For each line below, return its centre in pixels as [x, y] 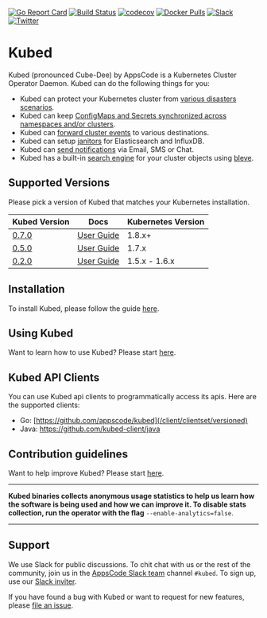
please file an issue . [41, 605]
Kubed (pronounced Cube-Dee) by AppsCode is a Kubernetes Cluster [122, 75]
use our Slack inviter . [43, 581]
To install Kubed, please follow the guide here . [84, 308]
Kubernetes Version [166, 221]
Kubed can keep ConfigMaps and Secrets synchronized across [123, 115]
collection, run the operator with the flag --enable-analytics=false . [121, 513]
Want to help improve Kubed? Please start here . [86, 473]
